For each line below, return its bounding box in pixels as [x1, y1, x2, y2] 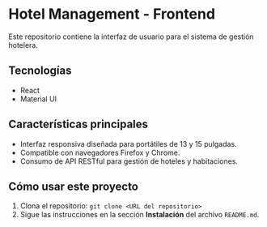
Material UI [19, 94, 57, 104]
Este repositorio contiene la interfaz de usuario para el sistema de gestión [8, 32, 254, 41]
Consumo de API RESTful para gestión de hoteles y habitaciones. [19, 156, 239, 166]
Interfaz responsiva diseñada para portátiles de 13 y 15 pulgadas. [19, 139, 237, 148]
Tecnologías [8, 64, 72, 78]
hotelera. [8, 40, 38, 49]
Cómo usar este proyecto [8, 179, 139, 193]
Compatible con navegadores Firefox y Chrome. [19, 148, 180, 157]
